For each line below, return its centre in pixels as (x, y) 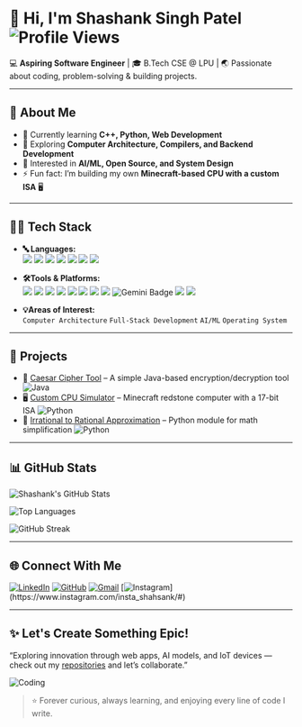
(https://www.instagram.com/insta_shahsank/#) (98, 597)
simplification (47, 430)
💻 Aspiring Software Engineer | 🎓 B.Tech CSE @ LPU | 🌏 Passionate (141, 63)
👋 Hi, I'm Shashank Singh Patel (126, 18)
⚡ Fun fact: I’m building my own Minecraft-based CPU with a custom (151, 173)
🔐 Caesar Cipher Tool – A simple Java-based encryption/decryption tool (155, 378)
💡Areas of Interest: (58, 309)
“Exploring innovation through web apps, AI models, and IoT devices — (141, 655)
